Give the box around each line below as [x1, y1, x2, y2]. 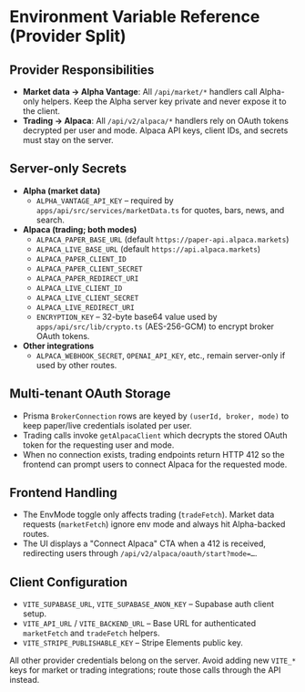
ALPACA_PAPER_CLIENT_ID [36, 254, 127, 263]
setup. [22, 608, 47, 619]
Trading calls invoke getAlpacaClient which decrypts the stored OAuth [22, 429, 288, 440]
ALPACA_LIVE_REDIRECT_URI [36, 303, 135, 312]
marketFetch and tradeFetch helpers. [22, 627, 160, 639]
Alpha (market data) [22, 185, 101, 196]
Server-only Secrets [9, 161, 127, 177]
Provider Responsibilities [9, 62, 155, 77]
